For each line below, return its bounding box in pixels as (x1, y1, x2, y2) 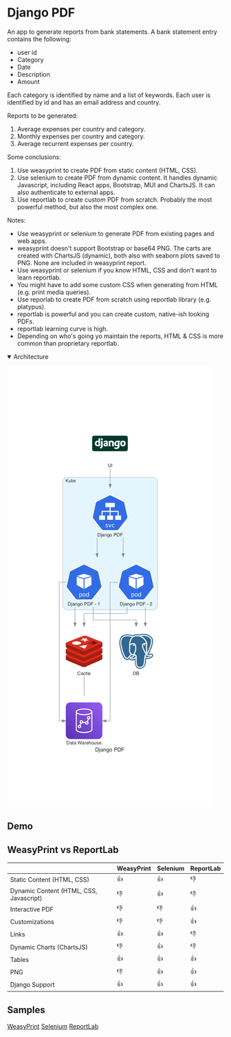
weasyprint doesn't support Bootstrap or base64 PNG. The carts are (16, 244, 212, 252)
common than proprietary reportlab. (16, 339, 119, 347)
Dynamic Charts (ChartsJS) (10, 943, 88, 951)
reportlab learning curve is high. (16, 324, 109, 333)
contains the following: (7, 34, 71, 43)
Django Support (10, 981, 55, 989)
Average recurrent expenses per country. (16, 139, 134, 147)
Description (16, 70, 50, 78)
